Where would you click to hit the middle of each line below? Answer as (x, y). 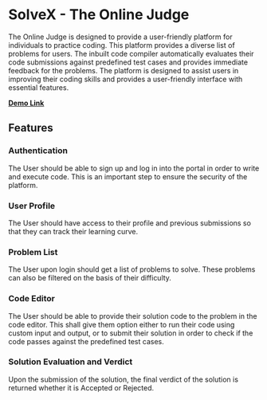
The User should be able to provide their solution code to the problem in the (133, 316)
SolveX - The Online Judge (99, 15)
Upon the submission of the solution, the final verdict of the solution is (124, 379)
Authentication (38, 151)
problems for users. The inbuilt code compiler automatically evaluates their (131, 53)
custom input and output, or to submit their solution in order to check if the (131, 333)
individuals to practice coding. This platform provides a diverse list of (122, 45)
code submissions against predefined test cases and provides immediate (128, 62)
